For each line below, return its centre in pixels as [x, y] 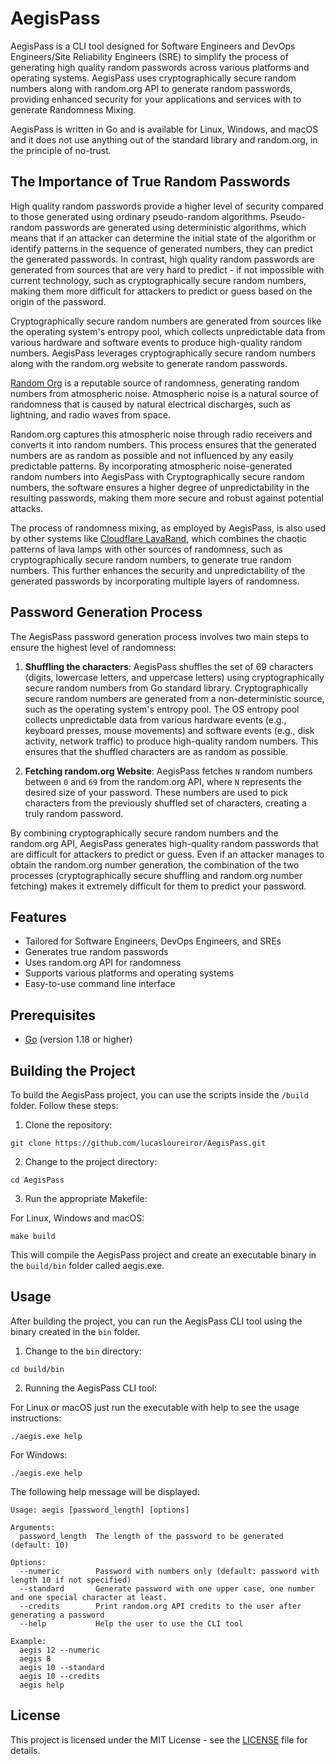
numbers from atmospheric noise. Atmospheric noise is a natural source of [164, 393]
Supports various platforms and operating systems [129, 973]
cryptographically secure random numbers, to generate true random [151, 559]
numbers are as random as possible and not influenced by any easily [152, 455]
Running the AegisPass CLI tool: [90, 1388]
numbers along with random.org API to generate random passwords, [151, 88]
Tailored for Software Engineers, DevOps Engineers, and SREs [153, 941]
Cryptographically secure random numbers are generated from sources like [166, 321]
